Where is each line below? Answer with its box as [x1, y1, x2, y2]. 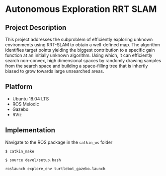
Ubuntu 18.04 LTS [12, 95, 49, 101]
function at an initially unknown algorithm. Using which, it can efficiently [5, 52, 153, 58]
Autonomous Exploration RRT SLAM [5, 3, 157, 15]
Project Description [5, 23, 67, 32]
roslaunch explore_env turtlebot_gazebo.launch [5, 166, 106, 171]
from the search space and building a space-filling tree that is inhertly [5, 63, 148, 69]
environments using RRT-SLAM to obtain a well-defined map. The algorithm [5, 42, 160, 48]
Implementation [5, 126, 56, 135]
